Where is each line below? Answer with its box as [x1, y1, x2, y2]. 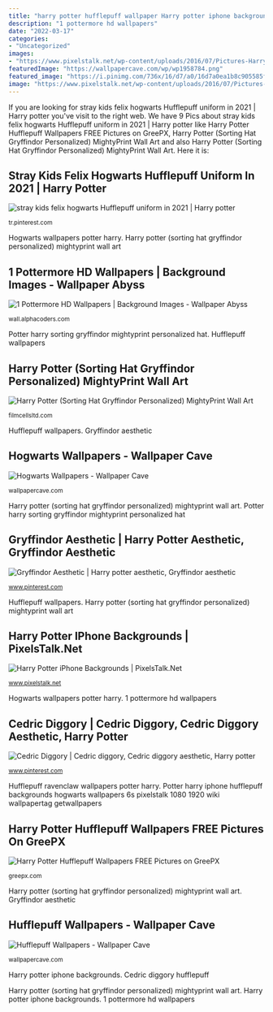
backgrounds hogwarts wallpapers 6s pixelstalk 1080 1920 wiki [8, 789, 220, 800]
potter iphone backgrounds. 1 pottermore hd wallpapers [8, 994, 195, 1004]
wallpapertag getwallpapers [8, 798, 102, 808]
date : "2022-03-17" [8, 27, 75, 35]
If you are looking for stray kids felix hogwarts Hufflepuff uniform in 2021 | [8, 102, 256, 112]
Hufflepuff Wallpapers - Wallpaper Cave [8, 919, 215, 932]
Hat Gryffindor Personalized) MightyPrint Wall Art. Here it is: [8, 145, 210, 155]
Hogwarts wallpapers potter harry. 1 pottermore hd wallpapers [8, 694, 217, 703]
